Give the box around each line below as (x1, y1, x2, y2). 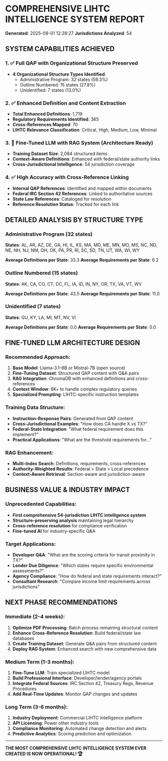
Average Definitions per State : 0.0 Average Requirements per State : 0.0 (5, 324, 156, 330)
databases (12, 635, 34, 641)
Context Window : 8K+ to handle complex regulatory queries (12, 386, 137, 392)
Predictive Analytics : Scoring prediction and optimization (12, 731, 131, 737)
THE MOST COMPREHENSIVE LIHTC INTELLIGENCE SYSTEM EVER (5, 745, 146, 751)
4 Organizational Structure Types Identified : (12, 71, 106, 77)
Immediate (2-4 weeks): (5, 613, 65, 620)
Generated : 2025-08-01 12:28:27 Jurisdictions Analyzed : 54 (5, 30, 132, 36)
